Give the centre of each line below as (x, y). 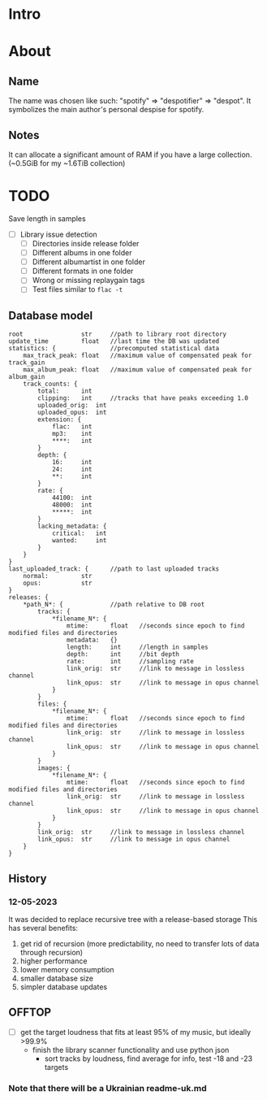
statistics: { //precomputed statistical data (114, 349)
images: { (54, 768)
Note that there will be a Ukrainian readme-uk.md (108, 1088)
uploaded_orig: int (72, 406)
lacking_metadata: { (72, 526)
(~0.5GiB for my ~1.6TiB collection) (67, 163)
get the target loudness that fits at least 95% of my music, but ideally (136, 1032)
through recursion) (52, 952)
